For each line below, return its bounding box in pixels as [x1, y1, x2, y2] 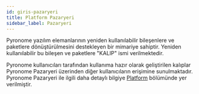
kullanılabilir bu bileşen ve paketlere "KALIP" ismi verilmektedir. [6, 50, 164, 57]
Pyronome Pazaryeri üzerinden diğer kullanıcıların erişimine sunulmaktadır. [6, 68, 193, 75]
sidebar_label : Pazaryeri [6, 20, 72, 26]
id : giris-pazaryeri [6, 8, 59, 15]
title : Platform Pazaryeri [6, 15, 75, 21]
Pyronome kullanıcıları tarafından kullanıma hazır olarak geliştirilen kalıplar [6, 61, 191, 69]
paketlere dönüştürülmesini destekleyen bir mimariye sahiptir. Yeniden [6, 43, 182, 50]
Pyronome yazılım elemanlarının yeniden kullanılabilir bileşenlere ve [6, 37, 175, 44]
